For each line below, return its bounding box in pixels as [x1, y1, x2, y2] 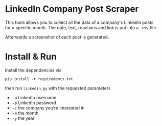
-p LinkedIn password [12, 100, 56, 106]
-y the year [12, 115, 35, 121]
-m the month [12, 110, 39, 116]
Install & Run [5, 51, 57, 62]
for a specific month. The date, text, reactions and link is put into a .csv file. [5, 24, 158, 30]
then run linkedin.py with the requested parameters [5, 85, 111, 91]
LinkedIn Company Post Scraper [5, 3, 139, 15]
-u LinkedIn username [12, 94, 57, 100]
